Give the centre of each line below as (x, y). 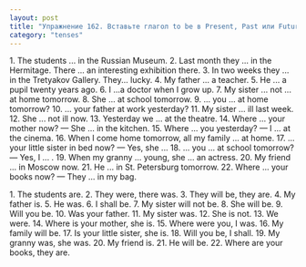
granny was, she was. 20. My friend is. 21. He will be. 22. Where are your (147, 243)
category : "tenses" (46, 35)
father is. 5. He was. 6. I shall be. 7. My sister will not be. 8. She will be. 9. (147, 204)
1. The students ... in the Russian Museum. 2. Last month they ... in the (141, 61)
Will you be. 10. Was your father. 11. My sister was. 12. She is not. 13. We (144, 214)
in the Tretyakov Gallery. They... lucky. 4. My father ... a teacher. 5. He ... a (148, 80)
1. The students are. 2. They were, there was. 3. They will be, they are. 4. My (153, 195)
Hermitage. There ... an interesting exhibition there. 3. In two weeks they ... (149, 70)
